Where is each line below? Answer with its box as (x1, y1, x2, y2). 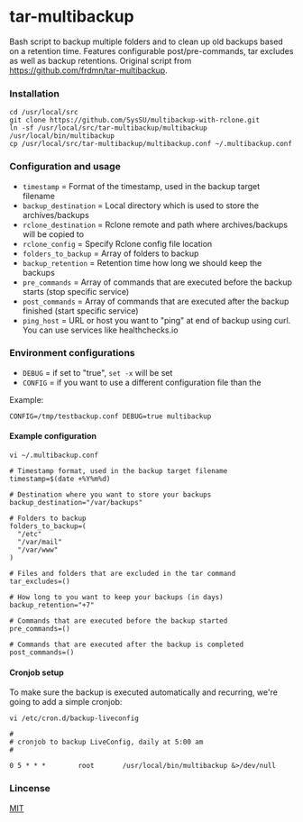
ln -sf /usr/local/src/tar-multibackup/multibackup (9, 123, 207, 132)
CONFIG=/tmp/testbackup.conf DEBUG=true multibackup (9, 412, 212, 421)
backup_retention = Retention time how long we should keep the (22, 257, 262, 268)
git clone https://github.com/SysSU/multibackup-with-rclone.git (9, 115, 260, 125)
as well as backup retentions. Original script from (9, 55, 192, 66)
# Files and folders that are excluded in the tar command (9, 570, 236, 579)
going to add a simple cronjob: (9, 697, 123, 708)
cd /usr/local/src (9, 108, 78, 117)
